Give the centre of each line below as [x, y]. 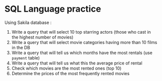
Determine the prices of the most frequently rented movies [71, 73]
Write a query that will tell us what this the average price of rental [77, 63]
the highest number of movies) [42, 37]
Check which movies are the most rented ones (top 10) [66, 68]
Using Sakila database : [28, 22]
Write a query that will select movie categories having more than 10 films [84, 42]
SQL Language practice [53, 9]
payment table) [26, 58]
